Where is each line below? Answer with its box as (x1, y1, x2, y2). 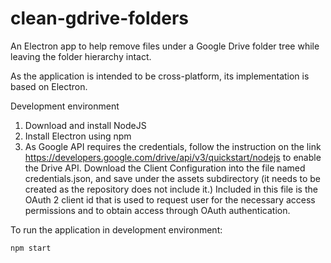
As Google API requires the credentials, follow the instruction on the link (24, 140, 322, 152)
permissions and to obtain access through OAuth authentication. (24, 204, 291, 216)
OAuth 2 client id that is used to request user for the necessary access (24, 193, 316, 206)
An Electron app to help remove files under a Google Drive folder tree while (10, 40, 320, 52)
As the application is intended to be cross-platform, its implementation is (10, 70, 310, 82)
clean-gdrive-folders (10, 7, 190, 30)
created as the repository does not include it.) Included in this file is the (24, 183, 318, 195)
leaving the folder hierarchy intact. (10, 50, 152, 62)
